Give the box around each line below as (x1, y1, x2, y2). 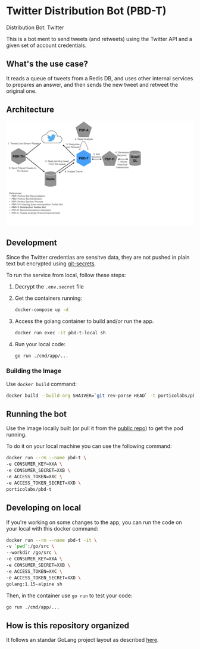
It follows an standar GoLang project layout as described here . (6, 637, 159, 644)
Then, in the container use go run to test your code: (6, 592, 133, 599)
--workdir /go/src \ (6, 550, 58, 556)
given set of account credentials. (6, 42, 87, 49)
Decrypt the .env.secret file (14, 283, 85, 290)
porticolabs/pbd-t (6, 486, 52, 492)
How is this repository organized (6, 620, 130, 631)
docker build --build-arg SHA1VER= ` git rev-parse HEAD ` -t (6, 393, 156, 399)
